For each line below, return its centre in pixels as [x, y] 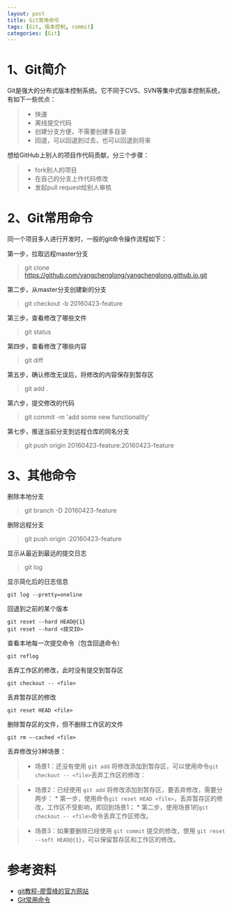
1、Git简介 [37, 70]
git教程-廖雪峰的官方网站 [53, 891]
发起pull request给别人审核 [73, 188]
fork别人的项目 [56, 170]
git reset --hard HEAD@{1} [46, 622]
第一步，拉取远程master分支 [48, 254]
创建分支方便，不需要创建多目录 [80, 132]
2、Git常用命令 [50, 218]
